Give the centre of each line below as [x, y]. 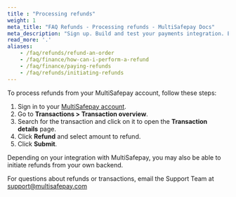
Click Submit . [37, 144]
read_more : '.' [29, 40]
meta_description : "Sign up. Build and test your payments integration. [116, 33]
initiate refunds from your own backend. [65, 165]
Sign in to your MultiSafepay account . [72, 106]
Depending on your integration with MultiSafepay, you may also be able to [114, 157]
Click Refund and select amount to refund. [79, 136]
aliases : [20, 46]
